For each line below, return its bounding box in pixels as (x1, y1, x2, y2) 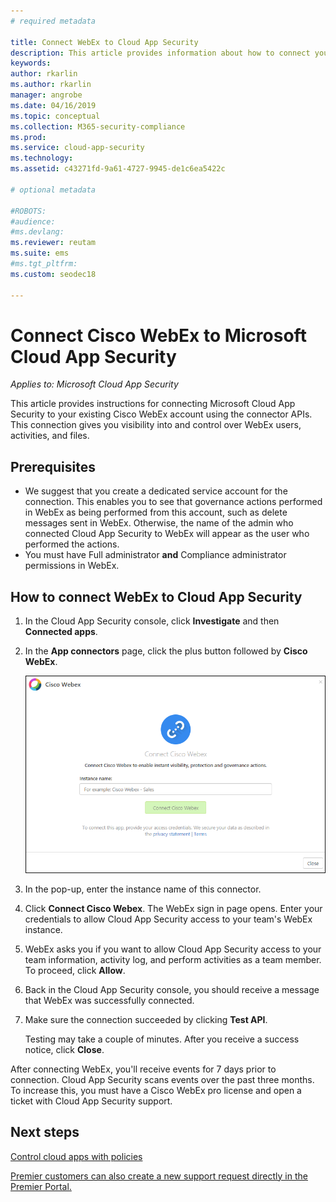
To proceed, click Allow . (24, 964, 126, 976)
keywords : (10, 58, 52, 69)
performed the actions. (24, 538, 120, 550)
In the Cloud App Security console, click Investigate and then (24, 615, 280, 627)
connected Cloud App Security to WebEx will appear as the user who (24, 528, 310, 540)
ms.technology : (10, 153, 74, 164)
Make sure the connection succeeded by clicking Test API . (24, 1013, 268, 1025)
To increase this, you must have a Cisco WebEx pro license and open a (10, 1084, 302, 1096)
